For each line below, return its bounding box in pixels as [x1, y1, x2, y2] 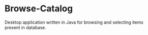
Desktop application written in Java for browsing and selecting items [4, 19, 144, 25]
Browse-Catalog [4, 3, 73, 14]
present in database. [4, 24, 46, 30]
